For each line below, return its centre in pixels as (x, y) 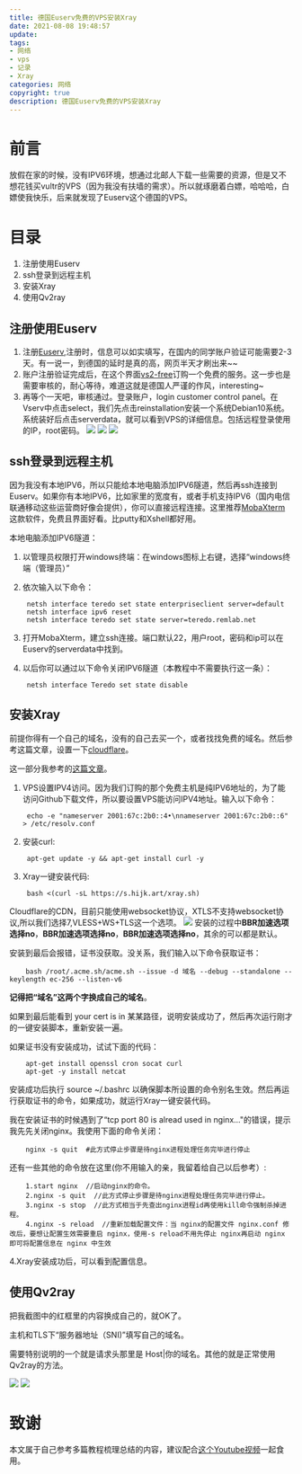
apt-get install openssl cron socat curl (104, 1063)
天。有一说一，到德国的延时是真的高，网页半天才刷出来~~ (130, 363)
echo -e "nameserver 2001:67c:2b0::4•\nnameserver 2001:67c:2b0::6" (158, 816)
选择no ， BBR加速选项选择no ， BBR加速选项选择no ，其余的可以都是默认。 (146, 933)
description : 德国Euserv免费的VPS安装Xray (85, 101)
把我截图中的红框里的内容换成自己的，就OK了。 (98, 1315)
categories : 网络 (40, 84)
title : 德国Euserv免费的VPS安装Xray (73, 18)
